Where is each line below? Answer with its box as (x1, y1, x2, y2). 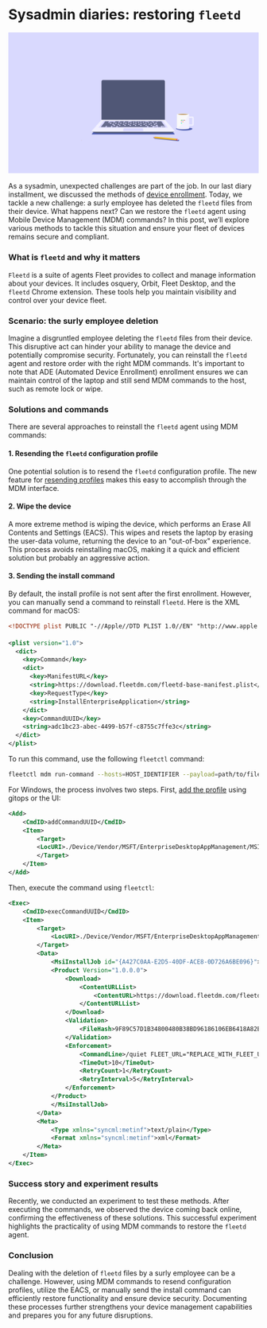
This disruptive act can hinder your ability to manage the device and (8, 342, 231, 352)
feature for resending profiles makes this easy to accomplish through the (8, 475, 247, 485)
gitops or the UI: (8, 793, 61, 803)
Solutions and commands (8, 403, 109, 415)
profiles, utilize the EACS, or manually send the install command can (8, 1285, 232, 1295)
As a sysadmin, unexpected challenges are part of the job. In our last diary (8, 181, 252, 191)
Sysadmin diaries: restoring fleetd (8, 6, 242, 24)
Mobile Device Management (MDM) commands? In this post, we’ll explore (8, 215, 250, 224)
